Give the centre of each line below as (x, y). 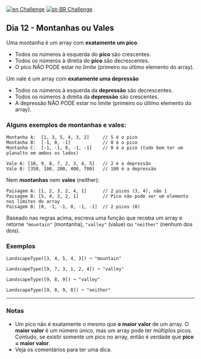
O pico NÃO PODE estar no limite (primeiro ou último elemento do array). (104, 67)
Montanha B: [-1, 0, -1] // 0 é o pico (72, 143)
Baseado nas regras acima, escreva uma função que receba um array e (94, 218)
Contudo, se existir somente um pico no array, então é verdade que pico (104, 337)
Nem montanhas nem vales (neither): (53, 180)
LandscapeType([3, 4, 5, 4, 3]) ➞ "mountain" (64, 259)
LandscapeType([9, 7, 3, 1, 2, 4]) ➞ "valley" (65, 269)
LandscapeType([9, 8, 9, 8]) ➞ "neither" (59, 290)
